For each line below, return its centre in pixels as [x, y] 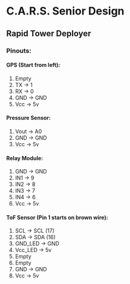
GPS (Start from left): [33, 65]
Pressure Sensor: [29, 118]
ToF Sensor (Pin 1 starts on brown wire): [57, 217]
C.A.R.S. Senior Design [66, 11]
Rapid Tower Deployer [49, 34]
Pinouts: [19, 51]
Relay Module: [25, 158]
